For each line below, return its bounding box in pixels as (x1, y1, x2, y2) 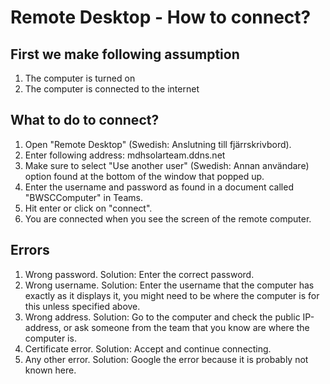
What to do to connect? (10, 112, 160, 129)
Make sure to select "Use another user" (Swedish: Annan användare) (24, 159, 310, 171)
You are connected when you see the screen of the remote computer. (24, 212, 312, 225)
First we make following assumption (10, 46, 240, 63)
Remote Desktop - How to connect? (10, 6, 312, 29)
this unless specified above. (24, 300, 141, 312)
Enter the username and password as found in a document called (24, 181, 294, 193)
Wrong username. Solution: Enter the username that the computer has (24, 279, 315, 291)
